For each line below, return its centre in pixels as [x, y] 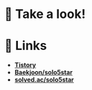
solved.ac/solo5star [44, 80]
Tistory [25, 65]
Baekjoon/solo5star [44, 73]
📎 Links [26, 46]
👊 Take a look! [45, 14]
